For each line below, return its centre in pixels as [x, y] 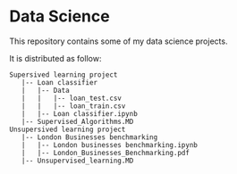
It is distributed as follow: [55, 58]
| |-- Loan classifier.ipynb [80, 113]
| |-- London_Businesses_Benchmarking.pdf [106, 153]
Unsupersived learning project [68, 129]
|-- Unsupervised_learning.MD [77, 161]
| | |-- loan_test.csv [72, 98]
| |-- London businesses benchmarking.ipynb [110, 145]
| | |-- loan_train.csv [73, 106]
